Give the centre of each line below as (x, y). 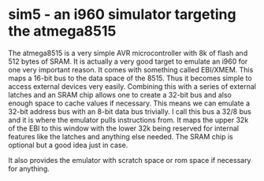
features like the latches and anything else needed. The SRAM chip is (121, 136)
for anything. (29, 168)
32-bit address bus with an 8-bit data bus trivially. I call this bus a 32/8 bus (130, 111)
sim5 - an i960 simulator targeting (122, 15)
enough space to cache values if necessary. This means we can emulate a (129, 103)
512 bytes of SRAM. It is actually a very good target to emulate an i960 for (128, 61)
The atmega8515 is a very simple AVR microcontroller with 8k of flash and (128, 53)
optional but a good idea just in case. (68, 145)
